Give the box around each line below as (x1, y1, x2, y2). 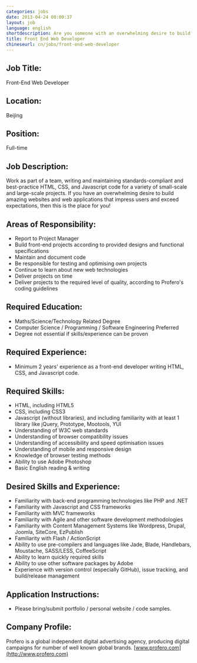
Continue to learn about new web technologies (14, 266, 128, 273)
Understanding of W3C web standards (14, 427, 109, 434)
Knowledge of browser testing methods (14, 452, 111, 459)
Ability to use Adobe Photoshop (14, 458, 92, 466)
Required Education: (6, 302, 82, 312)
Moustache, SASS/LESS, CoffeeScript (14, 547, 107, 555)
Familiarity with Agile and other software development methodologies (14, 516, 183, 523)
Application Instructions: (6, 589, 100, 599)
